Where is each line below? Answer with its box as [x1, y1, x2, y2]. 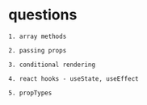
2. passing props [8, 46, 67, 54]
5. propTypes [8, 89, 52, 97]
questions [8, 6, 78, 24]
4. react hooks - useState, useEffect [8, 74, 139, 82]
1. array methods [8, 32, 67, 40]
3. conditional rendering [8, 61, 95, 69]
